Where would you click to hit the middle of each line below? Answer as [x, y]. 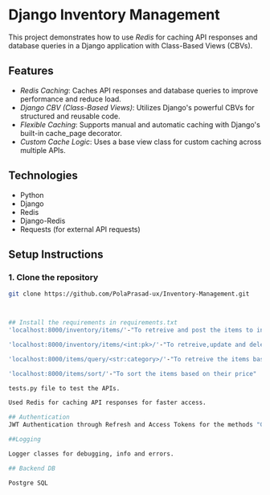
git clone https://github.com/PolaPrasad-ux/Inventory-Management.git [129, 294]
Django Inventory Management [114, 15]
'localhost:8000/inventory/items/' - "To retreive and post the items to [131, 330]
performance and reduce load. [71, 99]
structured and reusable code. [70, 116]
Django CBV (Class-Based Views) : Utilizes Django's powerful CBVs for [137, 107]
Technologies [43, 176]
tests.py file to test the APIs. [64, 388]
